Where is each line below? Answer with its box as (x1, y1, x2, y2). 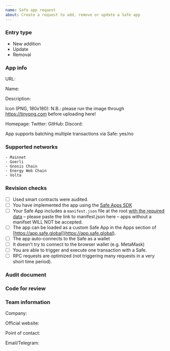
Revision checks (5, 185, 47, 192)
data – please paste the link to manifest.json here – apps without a (12, 213, 152, 219)
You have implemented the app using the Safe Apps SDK (12, 202, 133, 208)
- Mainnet (5, 155, 27, 160)
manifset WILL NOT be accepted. (12, 219, 83, 225)
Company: (5, 310, 27, 316)
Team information (5, 298, 51, 306)
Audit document (5, 271, 47, 279)
